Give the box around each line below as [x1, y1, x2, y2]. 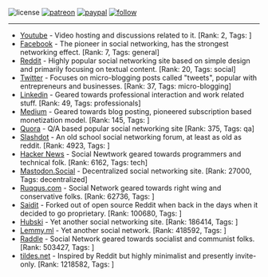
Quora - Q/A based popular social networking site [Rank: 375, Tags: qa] [19, 124, 255, 133]
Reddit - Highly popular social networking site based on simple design [19, 56, 250, 65]
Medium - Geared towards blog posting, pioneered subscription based [19, 107, 252, 116]
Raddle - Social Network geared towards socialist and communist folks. [19, 234, 255, 243]
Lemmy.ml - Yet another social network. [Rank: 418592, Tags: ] [19, 226, 227, 235]
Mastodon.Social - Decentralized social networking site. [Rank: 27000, [19, 166, 252, 176]
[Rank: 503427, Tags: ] [19, 243, 95, 251]
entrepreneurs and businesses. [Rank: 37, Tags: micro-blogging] [19, 81, 231, 91]
